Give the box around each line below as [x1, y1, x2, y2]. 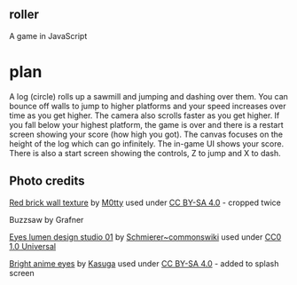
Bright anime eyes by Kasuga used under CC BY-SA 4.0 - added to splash [9, 257, 279, 269]
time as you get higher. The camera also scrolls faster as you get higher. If [9, 110, 280, 121]
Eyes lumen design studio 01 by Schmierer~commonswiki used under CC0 [9, 231, 282, 242]
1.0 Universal [9, 241, 56, 251]
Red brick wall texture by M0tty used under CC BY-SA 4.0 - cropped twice [9, 197, 282, 208]
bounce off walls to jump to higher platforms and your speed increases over [9, 100, 286, 111]
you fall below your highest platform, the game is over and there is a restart [9, 119, 284, 130]
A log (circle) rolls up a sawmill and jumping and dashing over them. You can [9, 91, 288, 101]
